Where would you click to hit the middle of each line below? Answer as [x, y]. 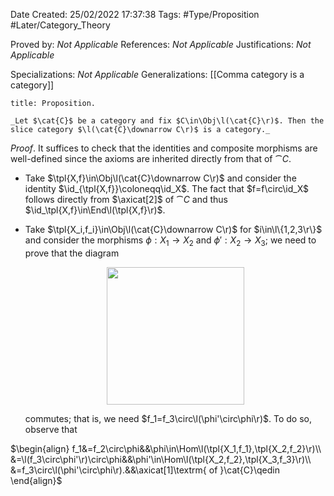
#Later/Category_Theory [60, 25]
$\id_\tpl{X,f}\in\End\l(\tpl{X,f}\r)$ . [95, 210]
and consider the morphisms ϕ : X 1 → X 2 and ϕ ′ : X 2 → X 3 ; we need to [170, 241]
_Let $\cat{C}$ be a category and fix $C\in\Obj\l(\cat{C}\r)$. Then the [167, 121]
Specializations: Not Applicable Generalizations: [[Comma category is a [157, 74]
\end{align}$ [36, 480]
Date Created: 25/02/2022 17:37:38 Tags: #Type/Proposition [135, 14]
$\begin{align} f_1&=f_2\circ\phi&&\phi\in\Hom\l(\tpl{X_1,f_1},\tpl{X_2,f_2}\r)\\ [166, 448]
